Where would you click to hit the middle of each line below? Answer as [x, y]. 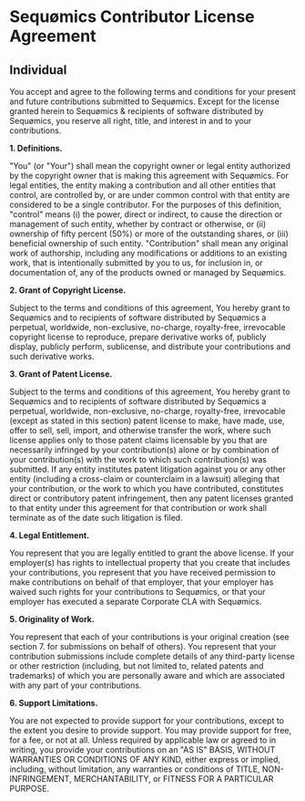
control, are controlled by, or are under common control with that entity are [150, 195]
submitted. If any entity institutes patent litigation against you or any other [147, 469]
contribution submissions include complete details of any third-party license [152, 656]
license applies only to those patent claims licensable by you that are [138, 440]
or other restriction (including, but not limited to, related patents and [137, 666]
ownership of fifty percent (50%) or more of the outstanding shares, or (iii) [149, 234]
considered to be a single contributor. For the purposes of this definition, [146, 204]
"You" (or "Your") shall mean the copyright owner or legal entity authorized [150, 166]
